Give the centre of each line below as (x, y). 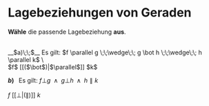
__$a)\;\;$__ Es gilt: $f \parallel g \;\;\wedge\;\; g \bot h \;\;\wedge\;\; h (105, 52)
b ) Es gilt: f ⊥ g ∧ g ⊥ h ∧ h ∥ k (53, 80)
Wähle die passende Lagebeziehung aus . (67, 32)
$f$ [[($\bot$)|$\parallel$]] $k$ (53, 67)
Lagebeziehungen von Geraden (100, 13)
